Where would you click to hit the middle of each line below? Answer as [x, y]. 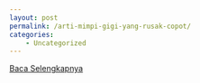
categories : [32, 34]
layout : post [34, 18]
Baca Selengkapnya [46, 69]
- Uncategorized [56, 43]
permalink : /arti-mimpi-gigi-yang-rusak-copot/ [100, 26]
